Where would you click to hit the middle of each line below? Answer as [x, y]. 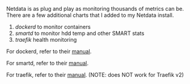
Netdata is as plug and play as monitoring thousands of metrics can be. [95, 9]
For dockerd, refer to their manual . [49, 51]
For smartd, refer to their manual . [47, 63]
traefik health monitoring [46, 40]
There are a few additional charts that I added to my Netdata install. [90, 15]
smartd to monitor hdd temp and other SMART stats [80, 33]
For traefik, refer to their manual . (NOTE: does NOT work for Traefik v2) [95, 75]
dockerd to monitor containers [53, 27]
